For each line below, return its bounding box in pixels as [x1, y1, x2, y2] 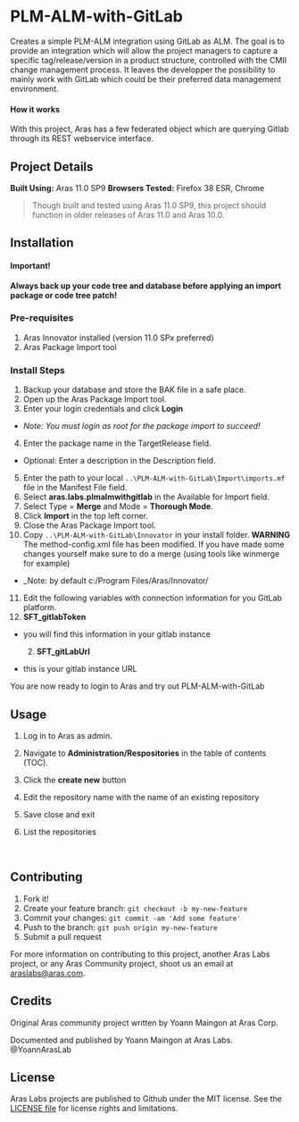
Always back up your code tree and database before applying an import [10, 280, 282, 291]
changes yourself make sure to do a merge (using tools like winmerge [22, 548, 280, 559]
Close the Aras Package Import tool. [22, 520, 157, 531]
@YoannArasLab [10, 1043, 72, 1055]
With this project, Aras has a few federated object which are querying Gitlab [10, 123, 289, 135]
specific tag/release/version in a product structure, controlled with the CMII [10, 54, 287, 65]
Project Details [10, 159, 94, 174]
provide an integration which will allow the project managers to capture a [10, 45, 278, 55]
